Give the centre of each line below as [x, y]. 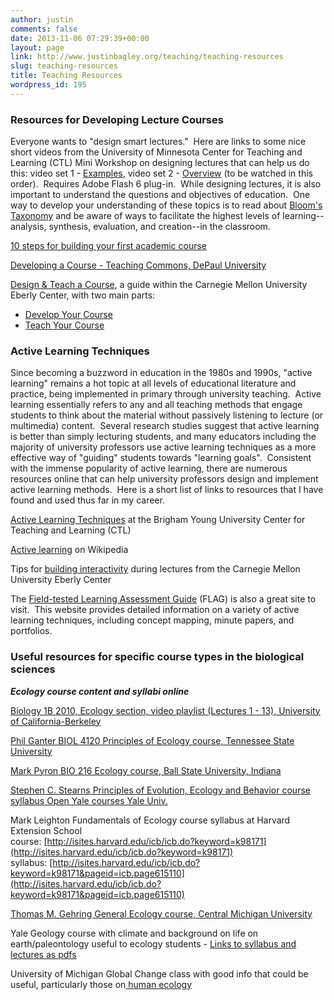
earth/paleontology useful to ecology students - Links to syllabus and [153, 943]
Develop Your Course [68, 315]
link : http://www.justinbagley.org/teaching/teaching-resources [147, 57]
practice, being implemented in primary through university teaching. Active [166, 394]
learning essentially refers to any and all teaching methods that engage [156, 405]
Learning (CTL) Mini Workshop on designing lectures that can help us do [160, 163]
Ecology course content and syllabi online [100, 691]
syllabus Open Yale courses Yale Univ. [89, 800]
